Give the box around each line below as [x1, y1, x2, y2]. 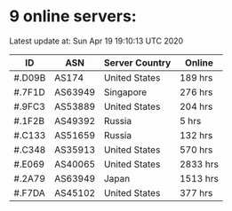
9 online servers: [9, 6, 137, 27]
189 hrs [179, 71, 213, 83]
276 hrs [179, 86, 213, 98]
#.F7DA [13, 186, 46, 199]
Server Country [103, 56, 172, 68]
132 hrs [179, 129, 213, 141]
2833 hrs [179, 158, 220, 170]
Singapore [103, 86, 148, 98]
